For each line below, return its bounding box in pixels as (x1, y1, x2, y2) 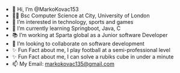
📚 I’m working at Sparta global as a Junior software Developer (11, 32, 168, 38)
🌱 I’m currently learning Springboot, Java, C (11, 25, 121, 32)
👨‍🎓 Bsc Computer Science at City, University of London (11, 12, 150, 19)
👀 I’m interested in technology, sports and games (11, 19, 134, 25)
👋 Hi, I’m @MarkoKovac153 (11, 6, 79, 13)
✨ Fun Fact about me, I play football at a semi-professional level (11, 47, 170, 53)
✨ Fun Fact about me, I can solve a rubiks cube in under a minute (11, 53, 174, 60)
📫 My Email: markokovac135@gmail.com (11, 60, 115, 67)
